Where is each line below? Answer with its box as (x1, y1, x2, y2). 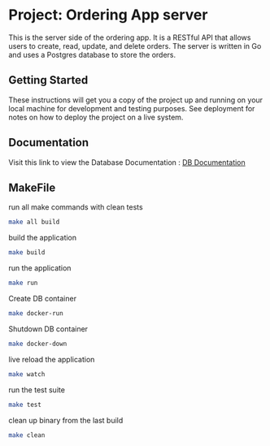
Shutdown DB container (8, 323, 88, 334)
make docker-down (8, 340, 67, 348)
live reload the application (8, 354, 95, 364)
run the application (8, 263, 72, 273)
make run (8, 279, 38, 288)
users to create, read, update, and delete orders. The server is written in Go (8, 41, 262, 50)
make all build (8, 218, 60, 227)
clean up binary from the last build (8, 415, 124, 425)
